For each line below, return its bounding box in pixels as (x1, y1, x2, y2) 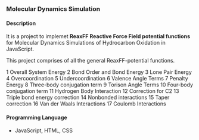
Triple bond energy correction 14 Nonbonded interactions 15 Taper (6, 94, 170, 101)
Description (6, 20, 36, 27)
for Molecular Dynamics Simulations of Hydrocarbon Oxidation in (6, 39, 166, 46)
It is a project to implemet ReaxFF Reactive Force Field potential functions (6, 33, 191, 40)
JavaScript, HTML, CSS (14, 127, 73, 134)
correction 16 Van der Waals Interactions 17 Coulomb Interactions (6, 100, 166, 107)
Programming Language (6, 114, 67, 121)
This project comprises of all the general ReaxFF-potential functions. (6, 57, 175, 64)
